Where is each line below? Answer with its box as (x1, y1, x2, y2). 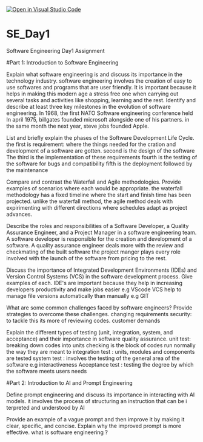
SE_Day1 (6, 27, 50, 41)
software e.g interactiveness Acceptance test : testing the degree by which (6, 361, 194, 368)
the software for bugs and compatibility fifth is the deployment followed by (6, 160, 193, 167)
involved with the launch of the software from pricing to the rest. (6, 254, 167, 261)
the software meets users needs (6, 367, 87, 375)
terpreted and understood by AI (6, 404, 85, 411)
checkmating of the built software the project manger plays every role (6, 248, 181, 255)
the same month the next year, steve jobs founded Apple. (6, 122, 150, 129)
